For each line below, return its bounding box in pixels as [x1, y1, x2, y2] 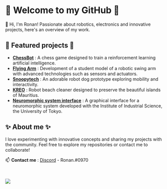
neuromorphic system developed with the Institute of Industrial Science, [12, 103, 162, 109]
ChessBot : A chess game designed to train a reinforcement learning [12, 54, 156, 60]
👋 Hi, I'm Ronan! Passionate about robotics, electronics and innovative [5, 21, 151, 27]
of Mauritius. [12, 92, 39, 98]
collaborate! [5, 147, 30, 153]
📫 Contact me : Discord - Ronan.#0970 [5, 157, 89, 163]
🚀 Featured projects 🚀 [5, 41, 74, 50]
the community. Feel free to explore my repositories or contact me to [5, 141, 148, 148]
